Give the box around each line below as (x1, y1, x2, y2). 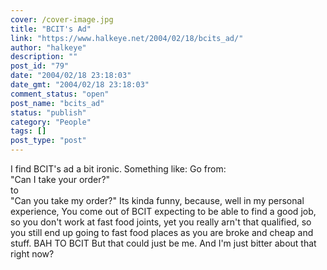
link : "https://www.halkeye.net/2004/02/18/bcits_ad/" (10, 33, 244, 43)
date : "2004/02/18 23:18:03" (10, 71, 132, 81)
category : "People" (10, 117, 92, 127)
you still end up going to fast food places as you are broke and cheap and (10, 227, 314, 238)
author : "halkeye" (10, 42, 87, 53)
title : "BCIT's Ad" (10, 24, 92, 34)
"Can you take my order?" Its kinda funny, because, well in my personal (10, 195, 305, 206)
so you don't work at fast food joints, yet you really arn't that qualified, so (10, 216, 312, 228)
